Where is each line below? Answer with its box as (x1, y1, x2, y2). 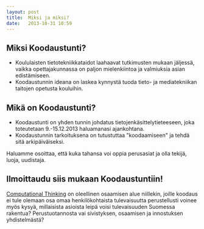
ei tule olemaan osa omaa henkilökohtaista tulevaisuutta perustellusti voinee (6, 196, 197, 204)
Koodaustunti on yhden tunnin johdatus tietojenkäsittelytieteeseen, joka (15, 119, 195, 125)
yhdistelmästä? (6, 216, 44, 223)
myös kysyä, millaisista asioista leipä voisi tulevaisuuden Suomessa (6, 203, 175, 210)
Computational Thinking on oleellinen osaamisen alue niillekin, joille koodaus (6, 190, 198, 197)
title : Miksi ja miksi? (6, 15, 69, 21)
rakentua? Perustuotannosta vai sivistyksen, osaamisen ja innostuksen (6, 210, 184, 217)
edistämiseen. (15, 72, 51, 79)
